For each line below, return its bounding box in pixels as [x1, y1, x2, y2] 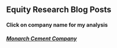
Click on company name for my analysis [6, 21, 108, 28]
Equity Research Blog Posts [6, 5, 112, 15]
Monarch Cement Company [6, 35, 77, 42]
